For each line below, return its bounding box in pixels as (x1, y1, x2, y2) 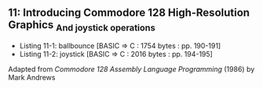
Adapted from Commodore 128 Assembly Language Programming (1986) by (8, 65, 255, 73)
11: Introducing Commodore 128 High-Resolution (8, 6, 250, 19)
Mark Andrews (8, 73, 56, 82)
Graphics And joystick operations (8, 19, 155, 33)
